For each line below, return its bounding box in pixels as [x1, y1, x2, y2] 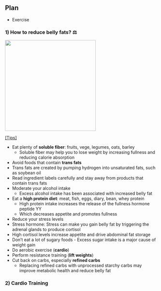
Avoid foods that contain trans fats [12, 160, 82, 166]
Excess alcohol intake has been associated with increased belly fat [19, 191, 152, 197]
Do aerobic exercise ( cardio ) [12, 247, 70, 253]
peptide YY [19, 206, 42, 212]
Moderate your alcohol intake [12, 185, 71, 191]
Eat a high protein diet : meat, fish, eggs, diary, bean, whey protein [12, 196, 145, 201]
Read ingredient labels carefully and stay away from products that [12, 175, 144, 181]
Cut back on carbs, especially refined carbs [12, 258, 101, 263]
